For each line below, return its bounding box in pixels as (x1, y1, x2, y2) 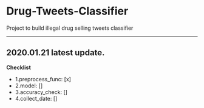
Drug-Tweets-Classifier (6, 4, 129, 18)
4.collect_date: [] (15, 95, 58, 102)
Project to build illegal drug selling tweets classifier (6, 24, 134, 32)
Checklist (6, 64, 32, 71)
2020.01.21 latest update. (6, 47, 105, 58)
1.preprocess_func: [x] (15, 75, 72, 83)
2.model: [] (15, 82, 43, 89)
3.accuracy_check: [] (15, 88, 68, 95)
